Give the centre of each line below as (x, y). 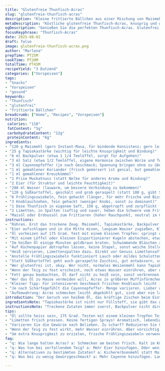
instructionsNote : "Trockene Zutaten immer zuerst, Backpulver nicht (78, 307)
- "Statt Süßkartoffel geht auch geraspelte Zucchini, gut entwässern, (80, 261)
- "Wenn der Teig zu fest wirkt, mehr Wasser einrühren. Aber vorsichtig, (83, 330)
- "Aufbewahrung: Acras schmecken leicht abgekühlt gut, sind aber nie (80, 293)
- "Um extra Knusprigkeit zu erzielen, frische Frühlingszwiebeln (74, 334)
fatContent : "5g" (25, 128)
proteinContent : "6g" (29, 138)
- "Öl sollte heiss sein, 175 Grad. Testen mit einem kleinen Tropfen (79, 316)
